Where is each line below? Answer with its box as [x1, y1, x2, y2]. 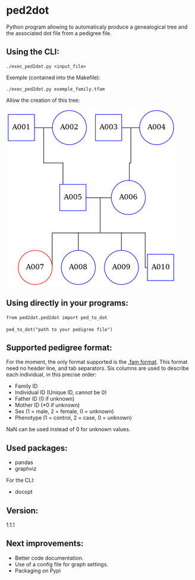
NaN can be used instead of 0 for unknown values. [6, 426, 131, 433]
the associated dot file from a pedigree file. [6, 29, 112, 36]
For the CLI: [6, 477, 35, 484]
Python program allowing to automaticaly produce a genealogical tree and [6, 23, 188, 30]
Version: [6, 506, 39, 516]
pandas [14, 459, 34, 466]
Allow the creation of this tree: [6, 96, 80, 104]
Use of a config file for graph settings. [14, 560, 109, 567]
